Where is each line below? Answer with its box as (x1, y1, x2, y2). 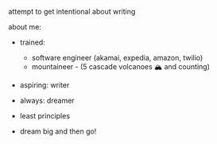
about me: (8, 22, 42, 31)
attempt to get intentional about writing (8, 7, 136, 16)
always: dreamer (19, 95, 75, 105)
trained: (19, 37, 45, 47)
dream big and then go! (19, 126, 97, 136)
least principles (19, 111, 70, 120)
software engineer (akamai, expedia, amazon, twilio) (31, 53, 203, 62)
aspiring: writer (19, 80, 70, 90)
